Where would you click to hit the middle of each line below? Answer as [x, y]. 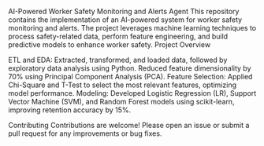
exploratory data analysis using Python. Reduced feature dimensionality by [130, 68]
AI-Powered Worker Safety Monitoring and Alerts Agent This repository [124, 11]
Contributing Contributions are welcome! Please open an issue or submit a [129, 125]
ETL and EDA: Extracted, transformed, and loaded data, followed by [118, 60]
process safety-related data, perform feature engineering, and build [118, 36]
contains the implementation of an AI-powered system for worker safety [125, 20]
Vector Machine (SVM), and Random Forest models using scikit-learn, [121, 102]
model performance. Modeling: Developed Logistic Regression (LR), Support [132, 93]
